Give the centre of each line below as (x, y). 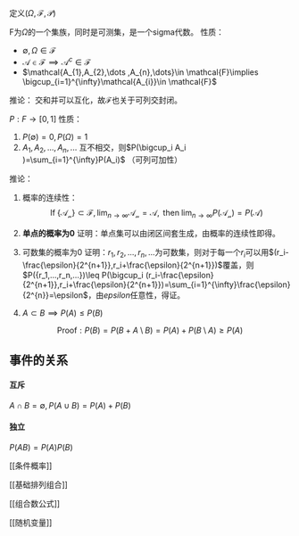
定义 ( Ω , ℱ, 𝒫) (33, 13)
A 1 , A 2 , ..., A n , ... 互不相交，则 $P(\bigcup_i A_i (104, 148)
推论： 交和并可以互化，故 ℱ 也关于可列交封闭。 (96, 100)
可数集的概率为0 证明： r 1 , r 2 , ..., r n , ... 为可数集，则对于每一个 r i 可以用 (145, 254)
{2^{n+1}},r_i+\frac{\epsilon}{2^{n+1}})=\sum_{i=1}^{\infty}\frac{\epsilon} (156, 284)
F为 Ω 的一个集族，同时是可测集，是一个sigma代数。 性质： (117, 32)
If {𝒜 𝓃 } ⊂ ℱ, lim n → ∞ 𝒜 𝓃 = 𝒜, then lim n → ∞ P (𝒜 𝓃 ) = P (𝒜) (157, 214)
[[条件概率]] (31, 466)
